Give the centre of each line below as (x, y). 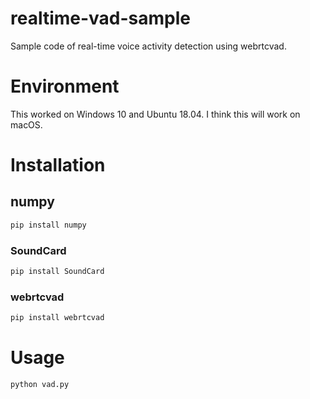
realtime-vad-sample (101, 18)
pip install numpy (48, 225)
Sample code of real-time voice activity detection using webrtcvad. (148, 46)
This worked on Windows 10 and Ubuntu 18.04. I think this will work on (155, 114)
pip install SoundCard (57, 272)
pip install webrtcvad (57, 318)
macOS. (26, 124)
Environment (65, 86)
